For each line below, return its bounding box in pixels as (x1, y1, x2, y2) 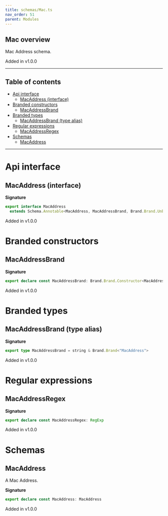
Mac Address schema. (5, 49, 51, 55)
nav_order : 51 (5, 12, 35, 17)
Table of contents (5, 77, 61, 86)
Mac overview (5, 35, 50, 44)
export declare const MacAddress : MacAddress (5, 497, 101, 502)
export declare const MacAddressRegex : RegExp (5, 418, 104, 423)
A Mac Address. (5, 477, 38, 483)
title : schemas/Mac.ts (5, 7, 52, 13)
